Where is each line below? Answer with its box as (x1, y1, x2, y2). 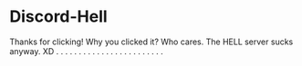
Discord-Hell (9, 6, 108, 27)
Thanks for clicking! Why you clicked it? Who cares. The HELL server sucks (9, 36, 294, 47)
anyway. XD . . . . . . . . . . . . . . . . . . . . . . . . (9, 45, 164, 56)
